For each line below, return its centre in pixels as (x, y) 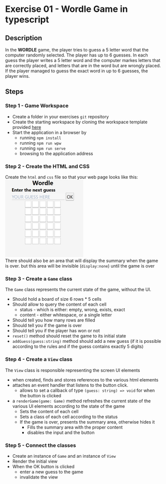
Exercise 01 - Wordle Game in (66, 9)
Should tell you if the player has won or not (56, 331)
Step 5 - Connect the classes (41, 445)
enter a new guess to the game (51, 472)
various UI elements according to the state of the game (69, 406)
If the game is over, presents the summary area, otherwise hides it (87, 422)
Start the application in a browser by (49, 132)
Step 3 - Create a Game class (39, 278)
